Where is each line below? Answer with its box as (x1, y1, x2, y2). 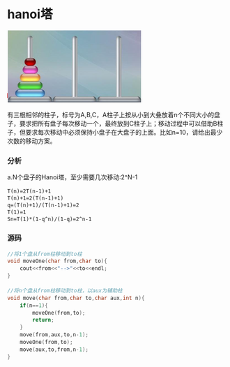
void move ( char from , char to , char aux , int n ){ (7, 294, 145, 301)
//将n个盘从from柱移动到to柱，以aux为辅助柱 (7, 287, 123, 294)
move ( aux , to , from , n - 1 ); (20, 346, 89, 353)
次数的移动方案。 (7, 137, 56, 145)
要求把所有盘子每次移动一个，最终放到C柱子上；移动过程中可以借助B (19, 119, 217, 128)
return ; (32, 317, 54, 324)
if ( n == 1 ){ (20, 301, 49, 309)
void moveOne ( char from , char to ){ (7, 257, 108, 265)
